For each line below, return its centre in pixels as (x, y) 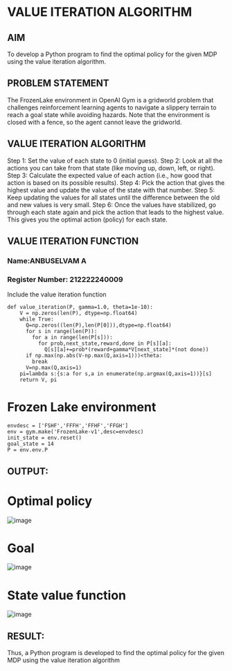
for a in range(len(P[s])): (72, 338)
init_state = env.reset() (44, 438)
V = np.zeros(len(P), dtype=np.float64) (79, 313)
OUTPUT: (28, 471)
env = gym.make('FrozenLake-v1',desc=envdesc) (75, 432)
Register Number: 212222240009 (65, 279)
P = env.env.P (28, 450)
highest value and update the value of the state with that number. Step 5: (111, 190)
